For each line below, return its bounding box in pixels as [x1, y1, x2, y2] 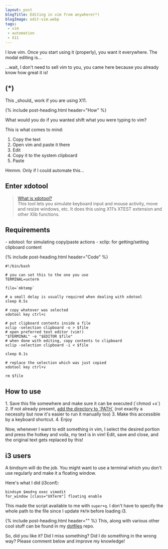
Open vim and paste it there [12, 142, 70, 148]
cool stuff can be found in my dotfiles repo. [5, 523, 94, 529]
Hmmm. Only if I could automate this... [5, 167, 84, 173]
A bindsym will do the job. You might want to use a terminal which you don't [5, 465, 162, 471]
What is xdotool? [17, 195, 53, 201]
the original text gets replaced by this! [5, 437, 84, 443]
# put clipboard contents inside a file [5, 321, 91, 326]
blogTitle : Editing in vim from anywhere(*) [5, 12, 100, 17]
